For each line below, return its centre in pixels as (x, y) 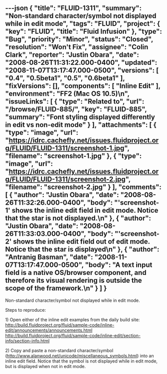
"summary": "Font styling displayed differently (80, 117)
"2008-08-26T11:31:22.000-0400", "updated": (81, 62)
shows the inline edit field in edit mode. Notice (85, 210)
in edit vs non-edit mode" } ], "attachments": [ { (81, 125)
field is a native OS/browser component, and (76, 273)
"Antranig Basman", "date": (49, 257)
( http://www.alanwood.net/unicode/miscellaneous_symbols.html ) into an (80, 356)
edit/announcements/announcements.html (49, 330)
